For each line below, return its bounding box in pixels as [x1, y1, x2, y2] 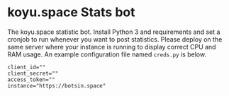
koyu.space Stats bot [7, 4, 135, 20]
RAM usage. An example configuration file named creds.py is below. [7, 50, 207, 59]
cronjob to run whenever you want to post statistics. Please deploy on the [7, 35, 223, 43]
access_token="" [7, 76, 55, 83]
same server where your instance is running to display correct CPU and [7, 42, 216, 51]
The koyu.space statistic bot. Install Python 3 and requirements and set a [7, 28, 220, 36]
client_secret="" [7, 70, 59, 77]
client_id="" [7, 64, 46, 71]
